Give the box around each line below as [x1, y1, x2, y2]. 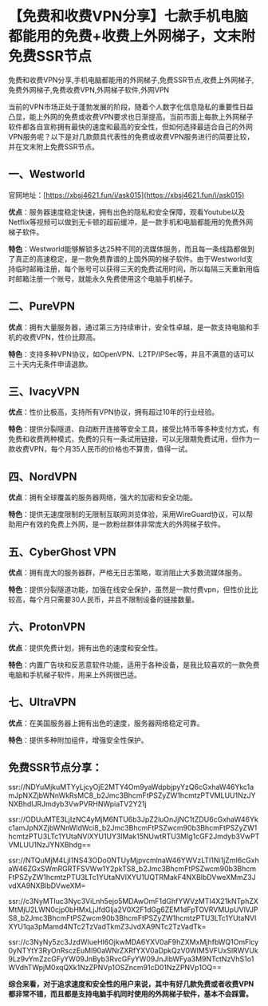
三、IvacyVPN [8, 385, 80, 398]
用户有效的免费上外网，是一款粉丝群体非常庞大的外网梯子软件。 [14, 519, 225, 529]
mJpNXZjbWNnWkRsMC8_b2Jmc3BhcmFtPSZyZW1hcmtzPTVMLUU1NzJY [8, 791, 256, 800]
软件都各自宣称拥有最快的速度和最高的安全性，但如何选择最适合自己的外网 [8, 121, 253, 132]
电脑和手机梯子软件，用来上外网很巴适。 [8, 669, 141, 679]
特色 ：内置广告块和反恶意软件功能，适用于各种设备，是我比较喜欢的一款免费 [8, 660, 260, 669]
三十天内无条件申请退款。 [8, 359, 93, 369]
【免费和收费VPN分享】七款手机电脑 [8, 7, 249, 26]
